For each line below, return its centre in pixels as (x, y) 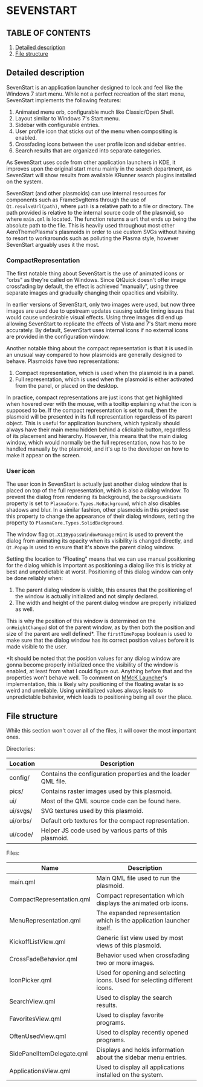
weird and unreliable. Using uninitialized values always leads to (85, 691)
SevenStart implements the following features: (64, 100)
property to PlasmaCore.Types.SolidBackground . (65, 523)
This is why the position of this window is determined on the (81, 621)
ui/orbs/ (21, 821)
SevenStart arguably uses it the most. (53, 244)
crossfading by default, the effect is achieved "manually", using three (92, 286)
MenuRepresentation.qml (45, 921)
